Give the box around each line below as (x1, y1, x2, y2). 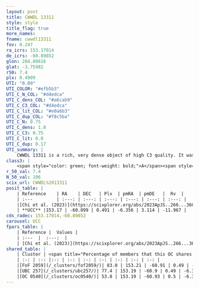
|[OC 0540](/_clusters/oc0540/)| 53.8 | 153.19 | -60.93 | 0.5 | (17, 274, 182, 280)
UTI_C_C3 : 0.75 (6, 130, 44, 136)
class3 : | (6, 158, 31, 164)
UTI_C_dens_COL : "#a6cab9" (6, 97, 73, 103)
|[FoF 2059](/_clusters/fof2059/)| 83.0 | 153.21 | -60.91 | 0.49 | (17, 262, 190, 269)
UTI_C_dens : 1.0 (6, 125, 46, 131)
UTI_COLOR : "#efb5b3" (6, 86, 60, 92)
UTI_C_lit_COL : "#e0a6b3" (6, 108, 70, 114)
